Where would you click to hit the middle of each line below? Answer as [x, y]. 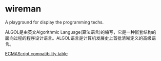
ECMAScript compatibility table [37, 53]
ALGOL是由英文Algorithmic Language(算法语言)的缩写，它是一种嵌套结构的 [81, 32]
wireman [23, 9]
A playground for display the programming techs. [54, 22]
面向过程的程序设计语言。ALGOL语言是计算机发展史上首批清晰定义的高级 [79, 38]
